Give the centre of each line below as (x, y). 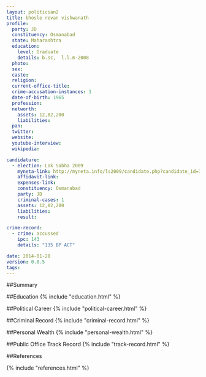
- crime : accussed (36, 234)
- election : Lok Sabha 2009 (48, 166)
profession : (27, 103)
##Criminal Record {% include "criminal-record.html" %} (78, 321)
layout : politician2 (33, 12)
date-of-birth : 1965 (38, 97)
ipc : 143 (29, 240)
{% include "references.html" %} (48, 368)
